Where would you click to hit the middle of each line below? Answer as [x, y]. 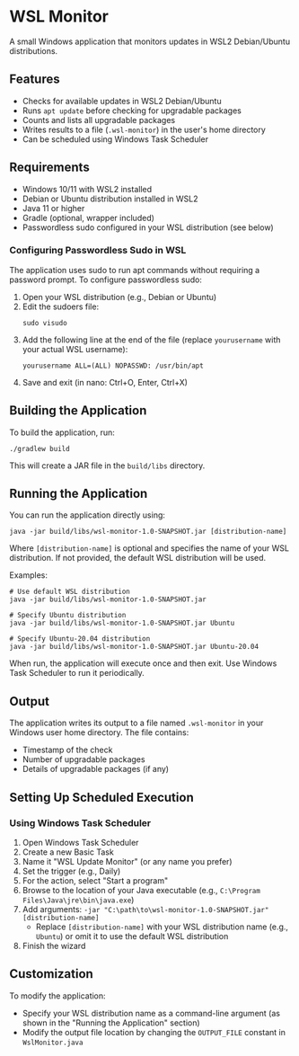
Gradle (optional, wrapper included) [88, 217]
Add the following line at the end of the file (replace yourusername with [151, 340]
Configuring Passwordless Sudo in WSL [98, 251]
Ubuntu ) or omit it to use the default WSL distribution [132, 936]
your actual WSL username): [75, 349]
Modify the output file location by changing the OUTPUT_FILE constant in [154, 1032]
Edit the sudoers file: [61, 306]
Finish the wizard [54, 945]
